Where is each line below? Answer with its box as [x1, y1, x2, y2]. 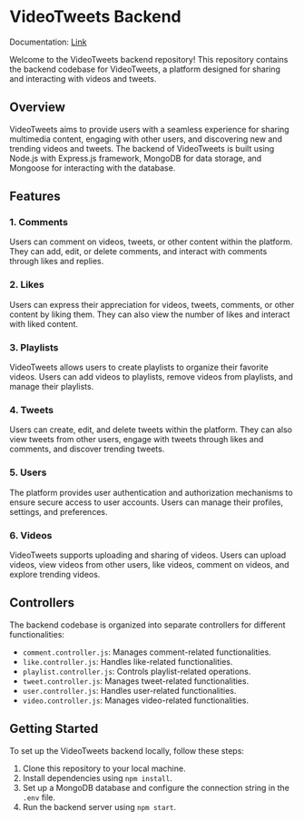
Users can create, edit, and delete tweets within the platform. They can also [9, 424, 293, 435]
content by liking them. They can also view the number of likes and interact [9, 309, 290, 320]
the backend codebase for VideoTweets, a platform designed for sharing [9, 64, 281, 74]
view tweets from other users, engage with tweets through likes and [9, 434, 264, 445]
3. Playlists [9, 341, 59, 353]
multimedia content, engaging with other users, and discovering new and [9, 134, 283, 144]
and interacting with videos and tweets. [9, 73, 157, 84]
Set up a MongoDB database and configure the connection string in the [22, 782, 290, 793]
